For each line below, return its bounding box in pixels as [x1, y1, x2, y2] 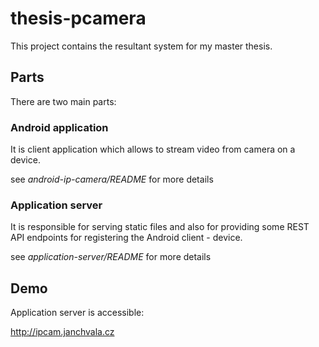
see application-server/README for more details [10, 251, 212, 263]
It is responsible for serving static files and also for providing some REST [10, 221, 310, 233]
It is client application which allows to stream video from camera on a [10, 143, 296, 156]
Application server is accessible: [10, 307, 145, 319]
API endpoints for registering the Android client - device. [10, 232, 243, 244]
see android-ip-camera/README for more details [10, 173, 214, 186]
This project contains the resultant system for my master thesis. [10, 40, 273, 52]
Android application [10, 120, 109, 134]
